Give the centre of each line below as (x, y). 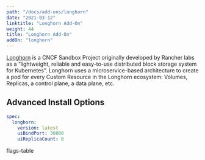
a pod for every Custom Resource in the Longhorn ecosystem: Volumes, (97, 77)
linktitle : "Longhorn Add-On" (45, 23)
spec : (13, 116)
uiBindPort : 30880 (41, 134)
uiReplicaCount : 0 (41, 139)
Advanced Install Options (56, 103)
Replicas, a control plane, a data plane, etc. (60, 83)
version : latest (38, 128)
